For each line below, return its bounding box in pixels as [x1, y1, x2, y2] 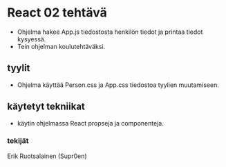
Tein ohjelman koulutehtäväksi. [17, 42, 106, 50]
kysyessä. [17, 35, 46, 43]
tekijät [7, 136, 29, 146]
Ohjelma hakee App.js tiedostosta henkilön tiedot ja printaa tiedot [17, 28, 203, 36]
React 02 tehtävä [7, 5, 107, 21]
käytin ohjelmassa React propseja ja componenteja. [17, 119, 164, 127]
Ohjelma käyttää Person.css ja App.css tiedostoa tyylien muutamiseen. [17, 81, 220, 89]
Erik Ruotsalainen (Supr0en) [7, 152, 88, 160]
